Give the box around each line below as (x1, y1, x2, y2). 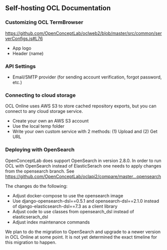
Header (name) (12, 50, 44, 56)
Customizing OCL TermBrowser (5, 19, 84, 26)
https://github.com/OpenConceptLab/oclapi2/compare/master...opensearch (5, 173, 161, 179)
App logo (12, 45, 31, 51)
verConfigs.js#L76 (5, 35, 43, 41)
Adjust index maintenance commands (12, 219, 90, 225)
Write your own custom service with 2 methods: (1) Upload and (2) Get (12, 129, 158, 135)
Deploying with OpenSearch (5, 146, 75, 153)
